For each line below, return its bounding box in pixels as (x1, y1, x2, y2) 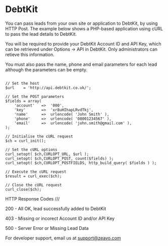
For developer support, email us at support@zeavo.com (5, 235, 121, 241)
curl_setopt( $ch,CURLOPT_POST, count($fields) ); (5, 156, 114, 161)
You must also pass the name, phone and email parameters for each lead (5, 61, 157, 67)
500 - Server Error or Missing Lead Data (5, 225, 89, 231)
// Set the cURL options (5, 147, 58, 152)
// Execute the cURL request (5, 169, 67, 174)
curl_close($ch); (5, 187, 42, 192)
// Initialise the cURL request (5, 134, 73, 139)
